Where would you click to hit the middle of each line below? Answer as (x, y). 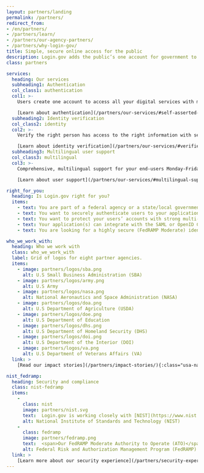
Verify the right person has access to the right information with (104, 135)
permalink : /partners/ (35, 18)
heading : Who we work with (46, 247)
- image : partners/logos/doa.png (59, 303)
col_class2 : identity (39, 124)
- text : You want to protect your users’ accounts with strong (99, 219)
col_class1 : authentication (47, 91)
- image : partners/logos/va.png (58, 348)
